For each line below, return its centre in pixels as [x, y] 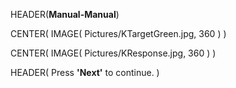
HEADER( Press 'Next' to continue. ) [85, 72]
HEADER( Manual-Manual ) [65, 14]
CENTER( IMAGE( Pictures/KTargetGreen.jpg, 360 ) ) [118, 33]
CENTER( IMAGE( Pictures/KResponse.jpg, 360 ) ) [113, 53]
